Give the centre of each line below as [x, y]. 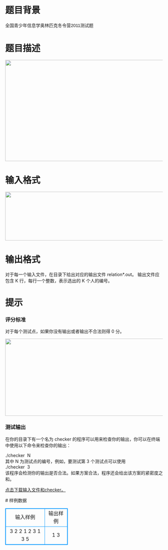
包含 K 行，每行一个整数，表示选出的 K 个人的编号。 [59, 280]
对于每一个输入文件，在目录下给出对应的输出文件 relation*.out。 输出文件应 [82, 274]
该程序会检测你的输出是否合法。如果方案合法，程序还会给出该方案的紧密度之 [84, 472]
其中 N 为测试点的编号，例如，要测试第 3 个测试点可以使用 [65, 461]
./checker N [18, 455]
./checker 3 [17, 467]
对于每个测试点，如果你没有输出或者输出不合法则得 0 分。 [65, 331]
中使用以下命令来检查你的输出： [38, 445]
